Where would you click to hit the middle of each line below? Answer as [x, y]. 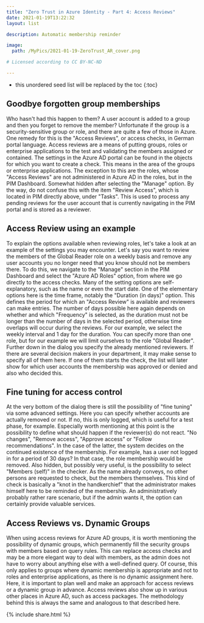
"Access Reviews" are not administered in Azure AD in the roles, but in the [99, 177]
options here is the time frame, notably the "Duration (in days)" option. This [101, 295]
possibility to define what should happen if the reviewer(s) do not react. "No [102, 433]
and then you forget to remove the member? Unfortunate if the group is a [98, 125]
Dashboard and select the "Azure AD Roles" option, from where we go [94, 276]
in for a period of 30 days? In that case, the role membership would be [95, 459]
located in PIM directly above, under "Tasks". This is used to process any [98, 196]
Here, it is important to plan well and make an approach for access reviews [100, 583]
